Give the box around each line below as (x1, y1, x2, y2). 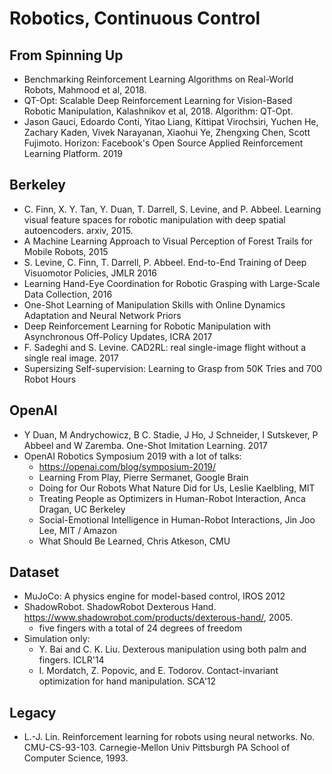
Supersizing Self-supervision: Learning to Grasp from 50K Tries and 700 (23, 362, 323, 374)
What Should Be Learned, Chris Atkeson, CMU (38, 535, 231, 547)
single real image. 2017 (23, 352, 119, 364)
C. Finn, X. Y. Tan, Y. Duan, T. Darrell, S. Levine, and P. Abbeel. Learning (23, 203, 322, 215)
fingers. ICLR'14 (38, 654, 105, 666)
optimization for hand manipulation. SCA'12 (38, 675, 217, 687)
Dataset (9, 564, 60, 581)
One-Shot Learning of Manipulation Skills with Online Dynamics (23, 298, 286, 311)
